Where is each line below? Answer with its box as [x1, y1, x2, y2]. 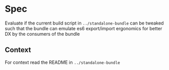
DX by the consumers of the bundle [5, 31, 80, 37]
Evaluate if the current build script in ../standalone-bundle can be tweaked [5, 20, 164, 26]
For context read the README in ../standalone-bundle [5, 59, 120, 65]
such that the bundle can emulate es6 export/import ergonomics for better [5, 25, 162, 31]
